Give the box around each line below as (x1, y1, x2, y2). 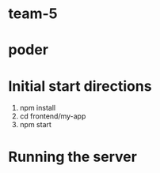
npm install (19, 103, 56, 113)
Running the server (8, 148, 137, 166)
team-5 (8, 5, 58, 23)
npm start (19, 120, 51, 130)
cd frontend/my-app (19, 111, 86, 121)
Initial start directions (8, 77, 152, 95)
